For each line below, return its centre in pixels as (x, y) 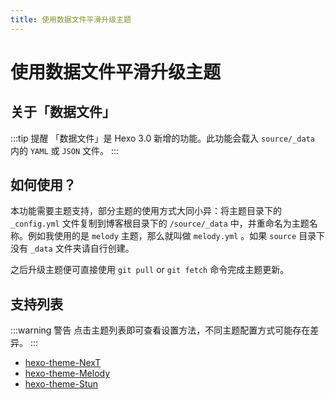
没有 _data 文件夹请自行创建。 (72, 248)
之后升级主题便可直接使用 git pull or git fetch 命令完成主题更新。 (150, 270)
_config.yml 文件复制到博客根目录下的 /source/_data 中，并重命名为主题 (160, 223)
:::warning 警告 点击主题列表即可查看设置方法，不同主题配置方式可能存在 (160, 330)
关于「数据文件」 (63, 112)
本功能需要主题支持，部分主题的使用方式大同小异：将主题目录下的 (146, 211)
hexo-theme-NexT (63, 363)
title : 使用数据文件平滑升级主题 (71, 19)
